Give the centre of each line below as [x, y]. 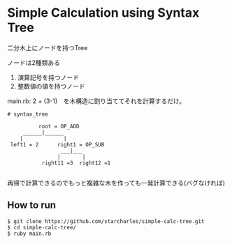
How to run [32, 205]
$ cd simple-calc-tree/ [42, 227]
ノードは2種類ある [34, 62]
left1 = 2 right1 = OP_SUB [57, 144]
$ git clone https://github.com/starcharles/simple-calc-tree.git [106, 221]
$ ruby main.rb [29, 234]
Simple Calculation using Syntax [103, 13]
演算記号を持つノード [48, 77]
